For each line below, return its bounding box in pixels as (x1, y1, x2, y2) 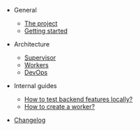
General (13, 6, 37, 14)
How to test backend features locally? (24, 95, 133, 103)
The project (24, 19, 58, 27)
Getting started (24, 27, 68, 35)
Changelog (13, 116, 46, 124)
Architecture (13, 40, 50, 48)
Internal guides (13, 82, 57, 89)
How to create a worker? (24, 103, 95, 110)
